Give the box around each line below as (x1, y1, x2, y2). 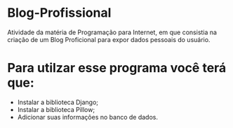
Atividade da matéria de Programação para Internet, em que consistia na (7, 28, 218, 36)
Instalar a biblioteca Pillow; (17, 105, 95, 113)
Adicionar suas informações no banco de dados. (17, 113, 158, 121)
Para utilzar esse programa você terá (7, 60, 227, 76)
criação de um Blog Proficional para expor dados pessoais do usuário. (7, 35, 211, 43)
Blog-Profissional (7, 5, 112, 21)
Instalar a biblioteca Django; (17, 98, 99, 106)
